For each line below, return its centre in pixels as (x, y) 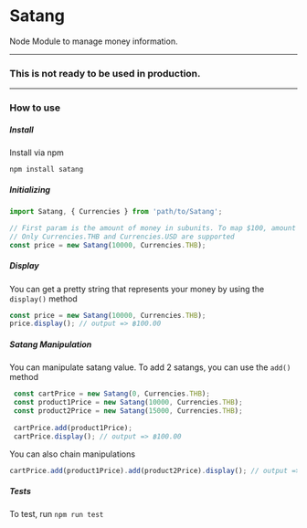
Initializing (30, 189)
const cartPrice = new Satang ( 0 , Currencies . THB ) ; (111, 394)
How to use (35, 108)
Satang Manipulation (51, 344)
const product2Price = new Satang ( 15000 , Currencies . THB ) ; (128, 411)
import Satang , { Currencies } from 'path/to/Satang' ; (116, 212)
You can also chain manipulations (72, 454)
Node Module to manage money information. (94, 41)
